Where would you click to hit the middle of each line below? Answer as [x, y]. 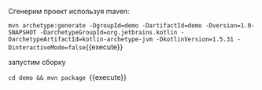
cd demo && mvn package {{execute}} [68, 77]
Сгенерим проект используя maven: [69, 11]
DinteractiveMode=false [47, 48]
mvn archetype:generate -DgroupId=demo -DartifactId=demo [105, 26]
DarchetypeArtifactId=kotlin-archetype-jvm [81, 39]
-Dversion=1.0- [230, 26]
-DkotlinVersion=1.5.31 [195, 39]
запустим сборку [37, 62]
